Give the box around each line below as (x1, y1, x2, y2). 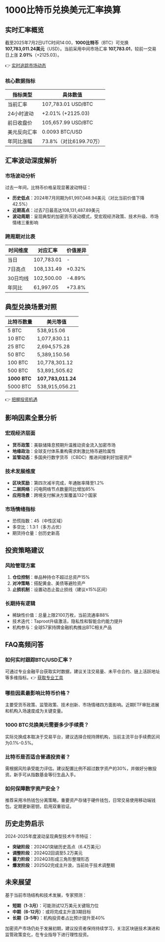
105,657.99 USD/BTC (42, 119, 93, 126)
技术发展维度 (5, 468, 36, 475)
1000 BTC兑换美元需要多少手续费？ (5, 722, 89, 729)
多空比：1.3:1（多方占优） (12, 524, 64, 530)
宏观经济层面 (5, 430, 36, 437)
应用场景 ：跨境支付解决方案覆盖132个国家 (12, 492, 97, 498)
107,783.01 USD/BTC (42, 101, 93, 107)
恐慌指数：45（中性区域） (12, 518, 65, 524)
